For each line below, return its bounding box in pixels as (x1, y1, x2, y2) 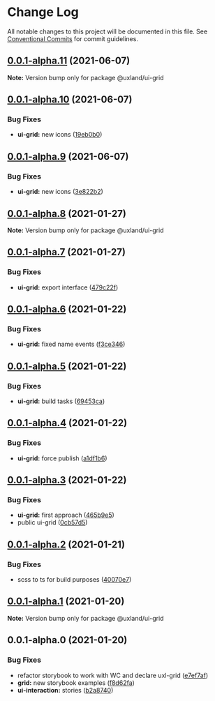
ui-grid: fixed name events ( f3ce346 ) (17, 340, 126, 349)
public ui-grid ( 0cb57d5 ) (17, 518, 88, 527)
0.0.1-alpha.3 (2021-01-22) (7, 474, 127, 486)
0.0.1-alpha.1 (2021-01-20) (7, 596, 125, 608)
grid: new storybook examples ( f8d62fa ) (17, 678, 135, 687)
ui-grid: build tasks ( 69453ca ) (17, 397, 105, 405)
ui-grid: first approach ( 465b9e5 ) (17, 511, 115, 520)
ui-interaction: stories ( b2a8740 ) (17, 686, 114, 694)
